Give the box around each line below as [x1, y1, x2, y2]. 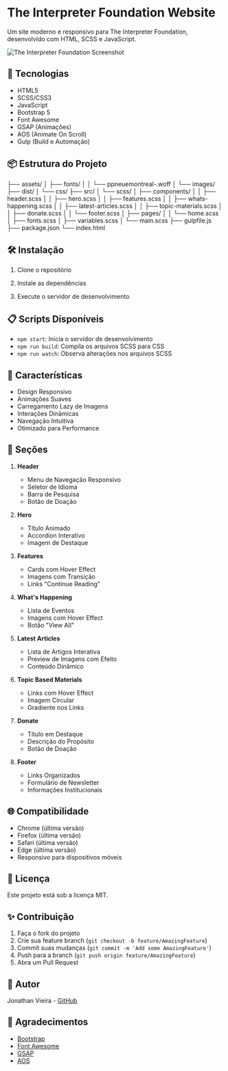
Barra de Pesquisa [27, 490, 80, 498]
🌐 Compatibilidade [7, 805, 89, 818]
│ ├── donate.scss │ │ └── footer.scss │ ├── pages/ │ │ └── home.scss [7, 209, 219, 217]
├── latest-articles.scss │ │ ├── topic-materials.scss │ [64, 201, 223, 210]
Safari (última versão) [16, 838, 78, 847]
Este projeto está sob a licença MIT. [7, 891, 109, 899]
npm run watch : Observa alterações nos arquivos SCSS [16, 349, 172, 358]
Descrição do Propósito [27, 737, 95, 746]
